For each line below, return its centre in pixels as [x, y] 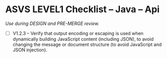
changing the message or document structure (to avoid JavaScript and [87, 45]
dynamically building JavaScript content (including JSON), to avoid [83, 39]
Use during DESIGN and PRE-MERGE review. [52, 23]
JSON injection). [30, 50]
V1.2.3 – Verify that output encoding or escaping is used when [78, 33]
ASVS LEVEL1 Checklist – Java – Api [82, 9]
